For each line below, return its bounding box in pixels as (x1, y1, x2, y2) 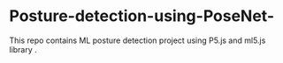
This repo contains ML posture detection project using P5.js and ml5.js (9, 35, 266, 45)
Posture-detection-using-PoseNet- (9, 6, 275, 26)
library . (9, 44, 37, 54)
